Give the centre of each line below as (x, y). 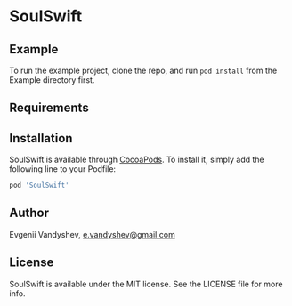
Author (29, 213)
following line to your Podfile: (63, 169)
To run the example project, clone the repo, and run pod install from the (143, 70)
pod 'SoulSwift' (39, 185)
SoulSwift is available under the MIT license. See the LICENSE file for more (146, 284)
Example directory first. (52, 80)
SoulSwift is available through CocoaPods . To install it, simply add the (137, 160)
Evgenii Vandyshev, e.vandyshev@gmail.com (92, 234)
